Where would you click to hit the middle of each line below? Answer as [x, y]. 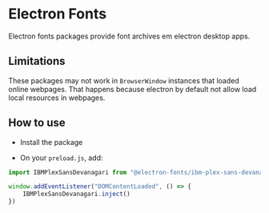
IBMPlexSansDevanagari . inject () [76, 194]
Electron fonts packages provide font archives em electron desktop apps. [129, 36]
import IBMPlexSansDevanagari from [68, 172]
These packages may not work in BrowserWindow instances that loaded [124, 80]
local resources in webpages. [57, 98]
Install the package [51, 142]
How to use [37, 123]
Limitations [37, 61]
